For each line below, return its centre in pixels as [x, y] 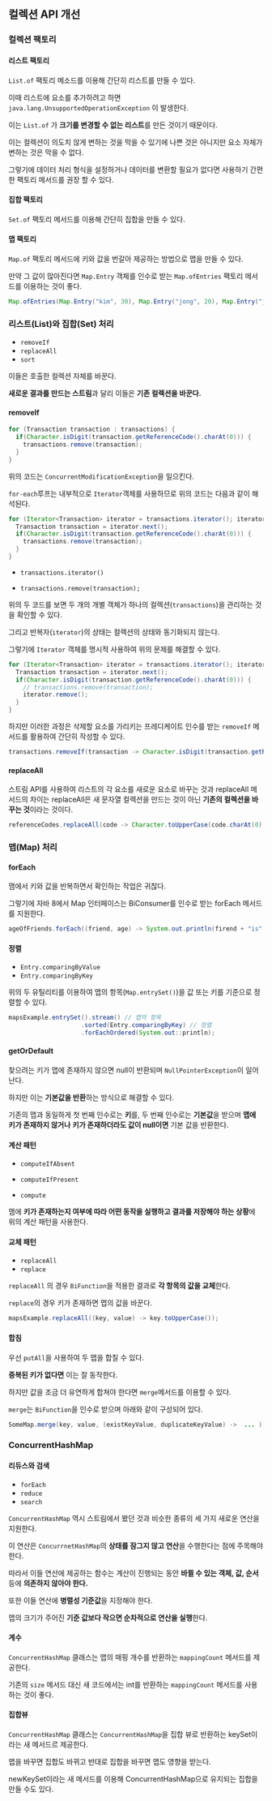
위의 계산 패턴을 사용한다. [49, 1222]
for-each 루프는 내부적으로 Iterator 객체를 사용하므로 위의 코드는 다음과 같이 [130, 493]
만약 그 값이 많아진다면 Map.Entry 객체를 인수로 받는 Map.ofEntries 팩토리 [126, 276]
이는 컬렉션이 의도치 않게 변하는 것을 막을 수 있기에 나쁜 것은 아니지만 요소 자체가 [136, 142]
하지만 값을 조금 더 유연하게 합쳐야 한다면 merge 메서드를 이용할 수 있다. [120, 1392]
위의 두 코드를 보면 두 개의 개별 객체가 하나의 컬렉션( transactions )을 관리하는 [131, 604]
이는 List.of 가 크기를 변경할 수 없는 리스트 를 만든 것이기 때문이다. [113, 125]
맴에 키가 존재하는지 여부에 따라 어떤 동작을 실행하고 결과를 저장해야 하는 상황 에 [132, 1212]
